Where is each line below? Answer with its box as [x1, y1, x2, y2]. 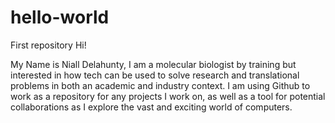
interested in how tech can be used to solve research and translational [10, 69, 300, 81]
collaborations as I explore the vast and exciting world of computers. [10, 101, 293, 113]
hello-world [10, 6, 110, 29]
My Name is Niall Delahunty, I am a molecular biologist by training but [10, 58, 297, 70]
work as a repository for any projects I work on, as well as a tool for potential [10, 90, 326, 102]
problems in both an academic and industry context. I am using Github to [10, 79, 311, 91]
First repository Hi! [10, 39, 87, 51]
